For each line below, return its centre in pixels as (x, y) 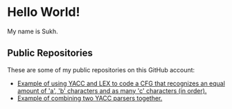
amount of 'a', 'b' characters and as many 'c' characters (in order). (112, 90)
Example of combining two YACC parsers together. (90, 98)
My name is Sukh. (33, 31)
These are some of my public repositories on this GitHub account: (101, 69)
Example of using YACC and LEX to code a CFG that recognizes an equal (121, 83)
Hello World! (44, 12)
